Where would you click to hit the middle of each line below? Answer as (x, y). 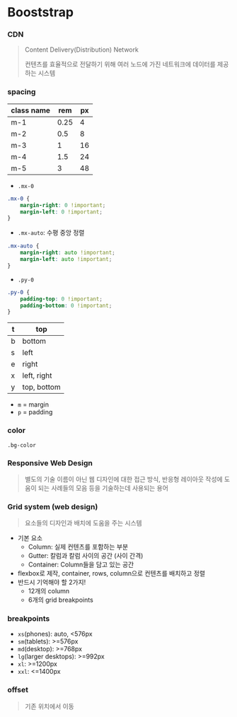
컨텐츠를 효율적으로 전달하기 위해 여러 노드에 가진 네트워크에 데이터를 (120, 64)
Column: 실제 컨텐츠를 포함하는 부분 (78, 547)
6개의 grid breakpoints (60, 600)
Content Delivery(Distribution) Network (82, 49)
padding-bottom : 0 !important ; (66, 305)
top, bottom (42, 387)
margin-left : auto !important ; (66, 260)
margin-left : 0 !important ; (61, 212)
